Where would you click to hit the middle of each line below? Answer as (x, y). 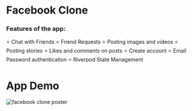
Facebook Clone (47, 10)
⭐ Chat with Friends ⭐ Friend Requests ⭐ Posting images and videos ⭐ (92, 42)
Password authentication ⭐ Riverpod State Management (75, 60)
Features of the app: (36, 29)
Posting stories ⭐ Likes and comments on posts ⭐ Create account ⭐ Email (96, 51)
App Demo (33, 86)
